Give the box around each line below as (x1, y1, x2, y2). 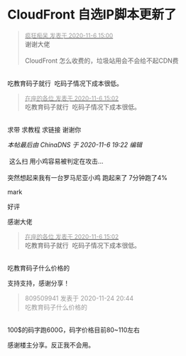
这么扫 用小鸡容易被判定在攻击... (9, 157, 104, 165)
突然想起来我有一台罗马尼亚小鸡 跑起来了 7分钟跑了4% (7, 173, 168, 182)
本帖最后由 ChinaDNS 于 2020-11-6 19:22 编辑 (7, 140, 143, 149)
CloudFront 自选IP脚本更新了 (7, 6, 177, 23)
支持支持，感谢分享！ (7, 278, 70, 287)
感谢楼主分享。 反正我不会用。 (7, 340, 94, 349)
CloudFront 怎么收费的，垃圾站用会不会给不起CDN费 (24, 56, 179, 65)
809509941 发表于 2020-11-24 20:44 (24, 293, 134, 303)
